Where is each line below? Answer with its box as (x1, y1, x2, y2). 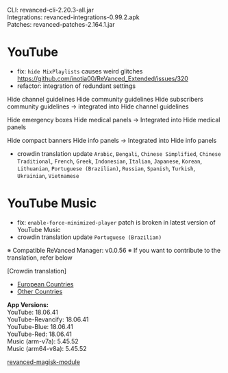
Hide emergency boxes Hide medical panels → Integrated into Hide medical (7, 115, 220, 124)
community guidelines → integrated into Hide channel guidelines (7, 102, 190, 111)
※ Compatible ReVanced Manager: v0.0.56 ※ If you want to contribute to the (7, 246, 221, 254)
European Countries (16, 280, 74, 288)
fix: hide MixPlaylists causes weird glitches (16, 67, 143, 75)
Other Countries (16, 287, 63, 295)
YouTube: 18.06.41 (7, 308, 58, 316)
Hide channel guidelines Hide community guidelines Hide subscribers (7, 95, 203, 103)
